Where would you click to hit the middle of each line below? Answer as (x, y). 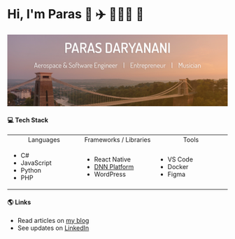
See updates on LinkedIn (53, 228)
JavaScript (36, 163)
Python (31, 171)
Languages (44, 139)
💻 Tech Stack (28, 120)
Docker (178, 166)
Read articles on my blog (53, 220)
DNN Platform (114, 166)
